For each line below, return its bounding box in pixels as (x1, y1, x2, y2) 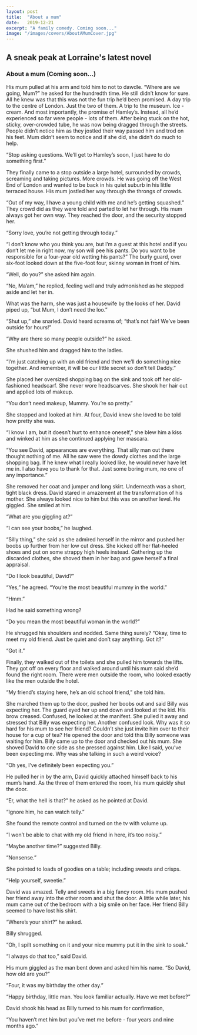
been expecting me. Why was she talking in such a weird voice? (6, 750, 161, 757)
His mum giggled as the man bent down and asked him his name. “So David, (6, 964, 191, 971)
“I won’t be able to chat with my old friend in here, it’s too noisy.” (6, 831, 162, 838)
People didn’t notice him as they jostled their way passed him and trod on (6, 127, 184, 134)
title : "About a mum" (6, 14, 62, 20)
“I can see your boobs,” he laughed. (6, 524, 93, 531)
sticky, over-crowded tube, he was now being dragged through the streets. (6, 121, 188, 128)
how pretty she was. (6, 417, 56, 424)
